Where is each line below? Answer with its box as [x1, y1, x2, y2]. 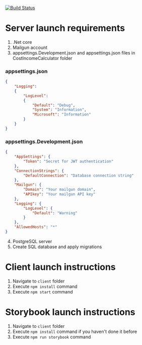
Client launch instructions [5, 261, 116, 273]
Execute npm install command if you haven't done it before [12, 328, 137, 334]
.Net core [12, 39, 32, 45]
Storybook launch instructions [5, 307, 135, 318]
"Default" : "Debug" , [32, 102, 76, 108]
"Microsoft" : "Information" [32, 112, 92, 117]
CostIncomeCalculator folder [12, 55, 73, 61]
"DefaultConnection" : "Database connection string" [23, 173, 134, 178]
